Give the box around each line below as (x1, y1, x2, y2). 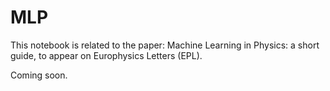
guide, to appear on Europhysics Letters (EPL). (10, 49, 203, 61)
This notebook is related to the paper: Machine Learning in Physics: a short (10, 39, 320, 51)
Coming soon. (10, 69, 68, 81)
